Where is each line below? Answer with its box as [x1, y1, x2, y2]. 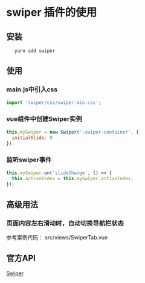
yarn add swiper [14, 48, 56, 54]
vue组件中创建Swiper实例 [6, 115, 83, 123]
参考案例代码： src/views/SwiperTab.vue [6, 234, 108, 241]
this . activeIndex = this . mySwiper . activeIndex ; [11, 175, 134, 181]
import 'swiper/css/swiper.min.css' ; [6, 99, 101, 106]
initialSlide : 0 [11, 134, 53, 141]
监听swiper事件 [6, 155, 52, 164]
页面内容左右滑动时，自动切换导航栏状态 [6, 219, 124, 227]
